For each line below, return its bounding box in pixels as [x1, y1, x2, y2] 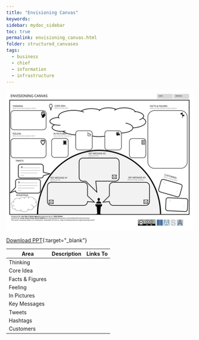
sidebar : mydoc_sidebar [6, 22, 66, 28]
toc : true [6, 29, 31, 35]
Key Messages [8, 300, 45, 307]
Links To [86, 250, 108, 257]
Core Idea [8, 267, 33, 274]
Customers [8, 325, 36, 332]
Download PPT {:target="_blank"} [6, 237, 88, 244]
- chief [11, 60, 31, 66]
